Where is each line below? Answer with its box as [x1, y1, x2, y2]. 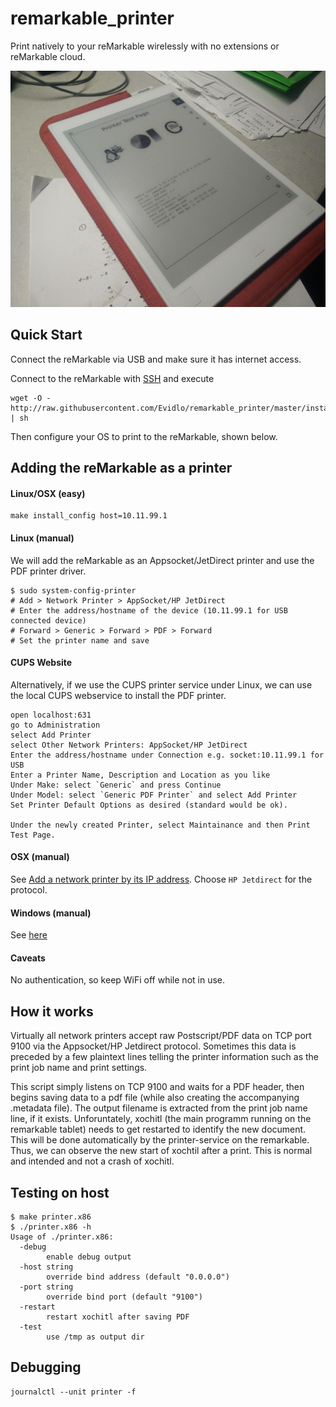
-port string [19, 1282, 74, 1292]
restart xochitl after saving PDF [46, 1312, 190, 1322]
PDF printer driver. [10, 565, 87, 577]
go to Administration [10, 720, 101, 730]
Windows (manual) [10, 907, 92, 919]
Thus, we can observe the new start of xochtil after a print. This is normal [10, 1145, 313, 1157]
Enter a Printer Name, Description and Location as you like [10, 770, 271, 780]
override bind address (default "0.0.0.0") [46, 1272, 230, 1282]
